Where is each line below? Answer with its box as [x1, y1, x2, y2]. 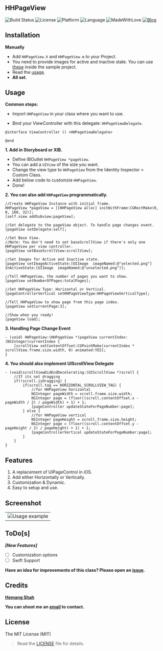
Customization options [12, 552, 58, 558]
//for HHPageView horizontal [31, 387, 91, 392]
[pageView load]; [5, 317, 41, 322]
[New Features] [5, 542, 38, 548]
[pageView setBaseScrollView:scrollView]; [5, 248, 93, 253]
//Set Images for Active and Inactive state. [5, 257, 99, 262]
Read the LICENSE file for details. [17, 640, 85, 646]
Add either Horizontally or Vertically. [12, 474, 86, 480]
